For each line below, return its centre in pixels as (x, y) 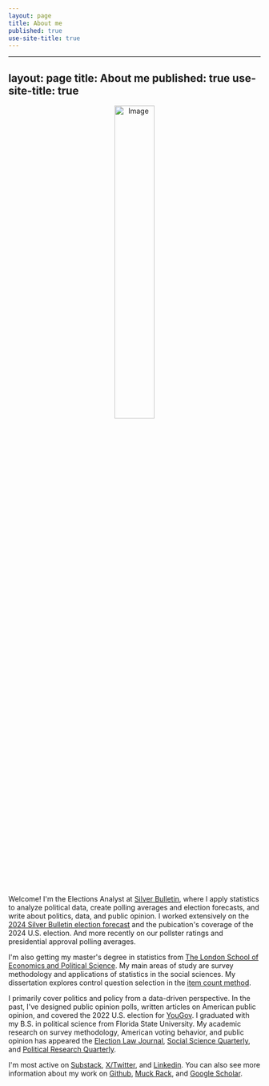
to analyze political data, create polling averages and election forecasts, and (134, 908)
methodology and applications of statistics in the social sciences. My (122, 975)
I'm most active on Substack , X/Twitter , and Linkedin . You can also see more (134, 1065)
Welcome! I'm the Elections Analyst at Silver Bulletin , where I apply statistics (134, 899)
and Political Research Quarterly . (62, 1050)
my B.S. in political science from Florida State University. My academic (125, 1024)
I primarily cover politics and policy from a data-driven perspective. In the (129, 999)
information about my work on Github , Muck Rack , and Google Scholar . (125, 1074)
